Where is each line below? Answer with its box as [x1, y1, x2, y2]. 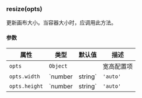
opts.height [9, 82, 44, 90]
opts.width [9, 73, 40, 79]
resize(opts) [6, 5, 43, 13]
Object [49, 62, 68, 69]
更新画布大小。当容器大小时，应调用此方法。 [6, 19, 117, 26]
